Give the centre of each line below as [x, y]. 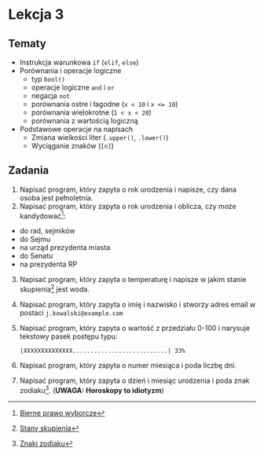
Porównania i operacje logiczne [70, 71]
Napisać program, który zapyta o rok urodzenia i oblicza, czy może [128, 206]
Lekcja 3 [36, 15]
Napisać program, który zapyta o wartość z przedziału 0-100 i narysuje [134, 328]
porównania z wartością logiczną [85, 121]
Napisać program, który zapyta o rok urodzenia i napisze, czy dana [128, 189]
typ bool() [48, 79]
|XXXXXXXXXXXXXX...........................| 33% [103, 351]
